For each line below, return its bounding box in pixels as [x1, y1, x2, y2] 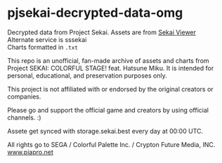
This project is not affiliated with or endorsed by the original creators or [7, 85, 214, 93]
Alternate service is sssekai [7, 35, 87, 43]
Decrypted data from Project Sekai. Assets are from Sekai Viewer [7, 28, 197, 36]
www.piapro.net [7, 148, 54, 156]
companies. [7, 92, 41, 101]
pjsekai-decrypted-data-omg [7, 5, 183, 21]
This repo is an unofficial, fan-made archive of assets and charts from [7, 56, 209, 64]
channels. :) [7, 113, 41, 122]
